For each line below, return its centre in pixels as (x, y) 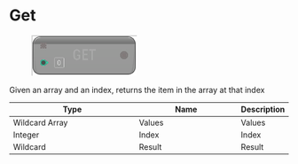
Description (263, 109)
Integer (26, 135)
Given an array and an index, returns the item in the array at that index (137, 90)
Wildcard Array (40, 122)
